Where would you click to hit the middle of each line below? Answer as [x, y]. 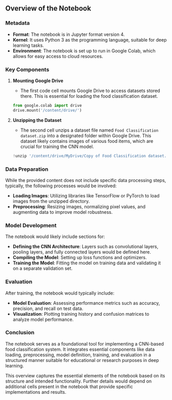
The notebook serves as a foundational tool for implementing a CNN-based [85, 343]
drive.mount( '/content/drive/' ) [47, 110]
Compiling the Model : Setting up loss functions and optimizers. [80, 258]
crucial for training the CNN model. [57, 147]
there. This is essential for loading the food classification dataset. [89, 96]
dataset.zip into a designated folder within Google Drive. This [86, 135]
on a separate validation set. [42, 268]
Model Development [31, 225]
